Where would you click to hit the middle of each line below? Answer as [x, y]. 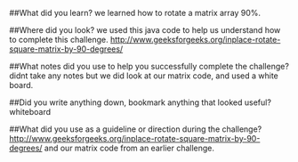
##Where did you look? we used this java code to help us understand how [145, 30]
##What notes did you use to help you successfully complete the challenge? [149, 66]
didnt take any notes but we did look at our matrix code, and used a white [144, 76]
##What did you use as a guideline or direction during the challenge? [136, 129]
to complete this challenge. [59, 40]
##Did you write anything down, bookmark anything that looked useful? [140, 102]
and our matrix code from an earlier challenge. [129, 148]
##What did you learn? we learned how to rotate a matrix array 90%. [135, 13]
